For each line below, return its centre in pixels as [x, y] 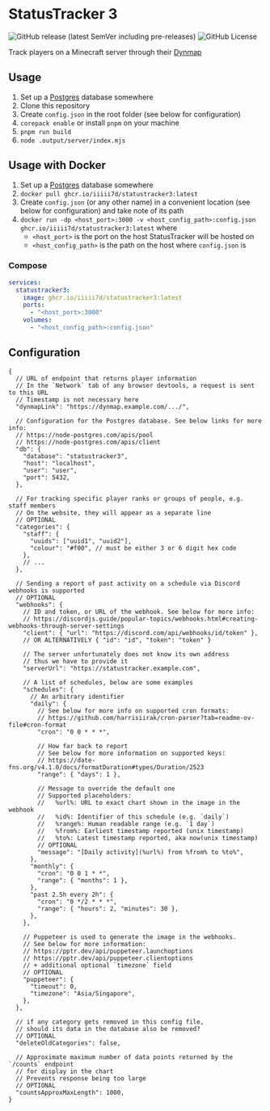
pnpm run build [46, 132]
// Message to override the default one [106, 789]
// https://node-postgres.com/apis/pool [84, 435]
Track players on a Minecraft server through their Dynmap [105, 52]
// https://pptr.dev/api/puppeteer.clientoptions [108, 958]
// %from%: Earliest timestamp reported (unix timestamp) [141, 831]
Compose [28, 266]
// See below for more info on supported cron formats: [133, 711]
